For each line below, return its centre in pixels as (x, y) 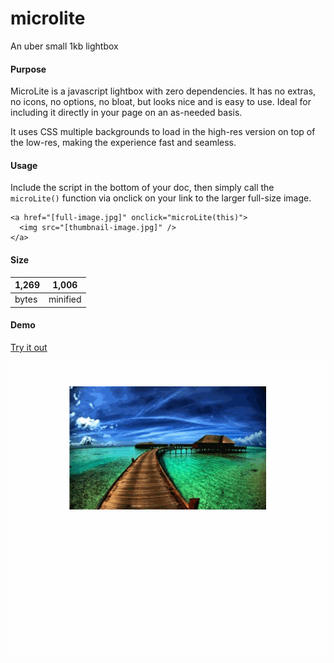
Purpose (28, 69)
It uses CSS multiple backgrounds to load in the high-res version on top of (163, 132)
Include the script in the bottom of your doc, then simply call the (142, 188)
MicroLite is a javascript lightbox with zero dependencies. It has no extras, (163, 91)
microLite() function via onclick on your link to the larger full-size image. (161, 198)
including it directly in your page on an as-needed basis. (126, 113)
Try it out (29, 347)
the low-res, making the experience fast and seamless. (123, 143)
